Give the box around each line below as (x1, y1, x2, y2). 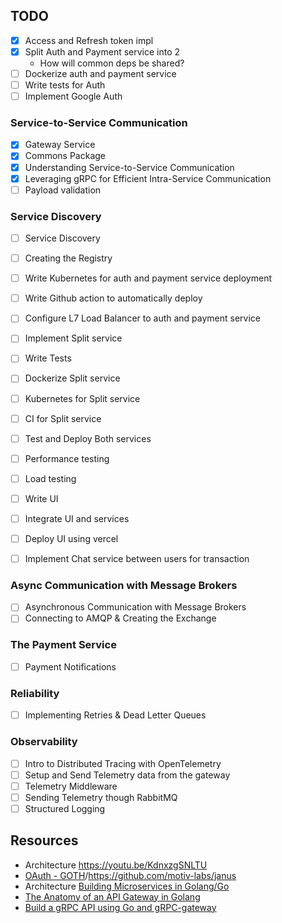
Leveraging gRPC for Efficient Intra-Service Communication (24, 172, 272, 184)
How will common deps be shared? (39, 57, 185, 69)
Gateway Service (24, 139, 96, 151)
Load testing (24, 472, 77, 484)
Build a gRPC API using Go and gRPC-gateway (24, 901, 217, 913)
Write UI (24, 492, 59, 504)
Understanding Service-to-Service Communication (24, 161, 235, 173)
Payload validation (24, 184, 102, 196)
